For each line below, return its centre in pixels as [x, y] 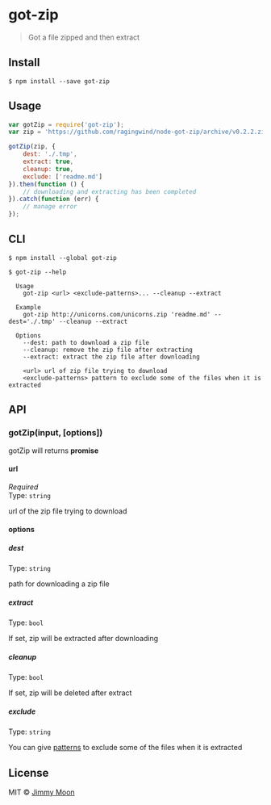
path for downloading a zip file [59, 584]
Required [23, 487]
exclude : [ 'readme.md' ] [63, 176]
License [29, 773]
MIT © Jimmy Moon [42, 792]
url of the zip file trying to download [68, 511]
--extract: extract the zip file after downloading [111, 357]
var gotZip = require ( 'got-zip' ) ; [67, 124]
